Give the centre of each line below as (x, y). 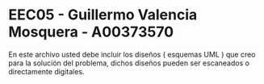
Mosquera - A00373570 (91, 32)
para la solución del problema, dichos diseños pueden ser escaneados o (129, 63)
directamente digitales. (46, 71)
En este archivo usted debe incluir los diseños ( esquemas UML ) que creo (132, 54)
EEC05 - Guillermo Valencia (103, 15)
